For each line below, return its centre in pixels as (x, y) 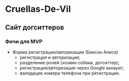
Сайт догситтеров (35, 27)
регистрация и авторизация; (50, 57)
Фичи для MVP (24, 41)
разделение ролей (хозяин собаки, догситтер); (70, 62)
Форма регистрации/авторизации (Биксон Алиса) (65, 52)
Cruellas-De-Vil (38, 9)
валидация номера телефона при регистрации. (70, 73)
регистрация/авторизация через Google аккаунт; (72, 68)
